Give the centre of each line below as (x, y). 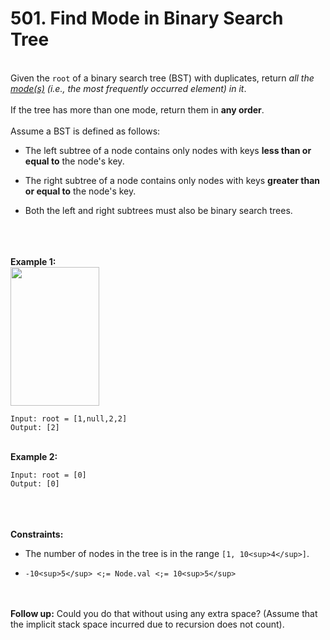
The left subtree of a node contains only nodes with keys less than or (168, 150)
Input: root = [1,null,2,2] (69, 418)
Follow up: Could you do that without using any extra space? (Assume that (164, 613)
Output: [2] (35, 427)
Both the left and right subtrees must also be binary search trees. (158, 210)
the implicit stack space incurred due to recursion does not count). (147, 624)
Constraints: (37, 534)
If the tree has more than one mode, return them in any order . (137, 109)
